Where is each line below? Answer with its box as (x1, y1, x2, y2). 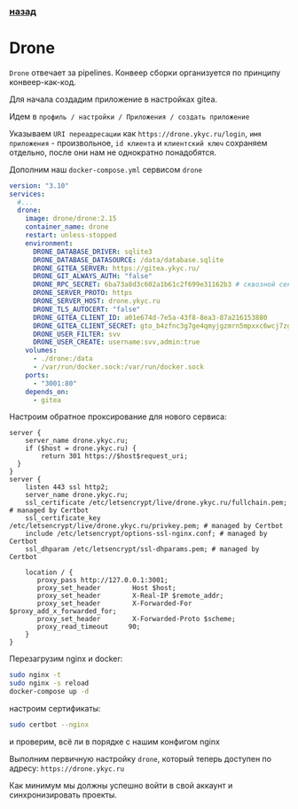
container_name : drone (25, 222, 109, 231)
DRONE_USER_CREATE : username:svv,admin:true (32, 338, 200, 346)
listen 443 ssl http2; (25, 483, 109, 492)
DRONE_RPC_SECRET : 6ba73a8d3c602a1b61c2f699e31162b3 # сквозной (32, 280, 276, 289)
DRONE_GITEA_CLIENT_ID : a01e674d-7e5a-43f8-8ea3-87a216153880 (32, 313, 268, 322)
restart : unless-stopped (25, 231, 117, 240)
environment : (25, 238, 74, 248)
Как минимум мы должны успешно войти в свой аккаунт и (9, 780, 233, 790)
